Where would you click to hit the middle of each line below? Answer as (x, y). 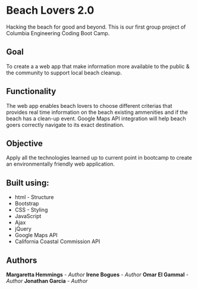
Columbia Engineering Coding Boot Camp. (58, 33)
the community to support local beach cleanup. (64, 73)
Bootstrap (27, 204)
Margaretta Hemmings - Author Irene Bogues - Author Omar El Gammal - (98, 274)
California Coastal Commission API (57, 241)
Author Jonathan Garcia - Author (47, 281)
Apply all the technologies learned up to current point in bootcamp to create (99, 158)
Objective (25, 143)
